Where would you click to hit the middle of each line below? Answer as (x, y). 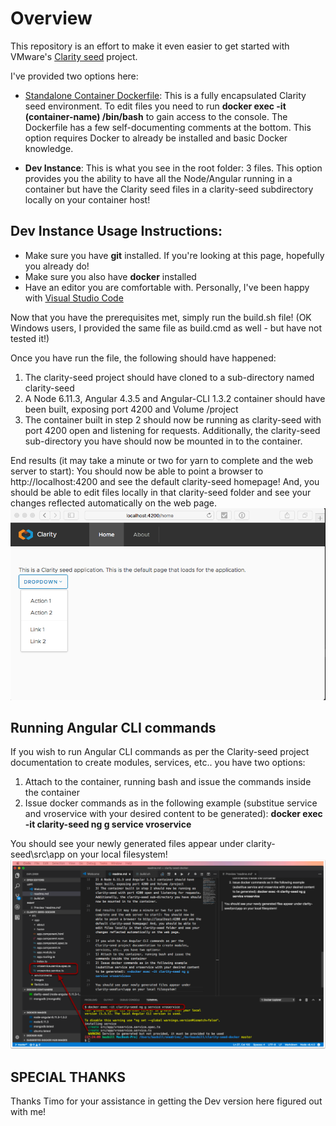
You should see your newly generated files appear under (127, 844)
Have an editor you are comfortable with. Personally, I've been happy (167, 287)
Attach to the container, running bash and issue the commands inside (168, 782)
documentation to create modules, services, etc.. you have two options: (158, 763)
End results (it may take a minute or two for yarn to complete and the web (161, 460)
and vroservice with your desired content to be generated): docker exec (173, 814)
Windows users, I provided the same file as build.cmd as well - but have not (166, 328)
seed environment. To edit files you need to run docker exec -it (155, 106)
